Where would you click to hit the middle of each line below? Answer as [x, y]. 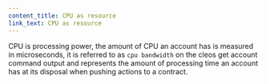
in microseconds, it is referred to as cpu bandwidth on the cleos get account [133, 54]
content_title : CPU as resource [62, 16]
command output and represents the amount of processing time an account [133, 63]
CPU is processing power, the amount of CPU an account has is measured [131, 46]
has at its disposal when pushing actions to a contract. [98, 71]
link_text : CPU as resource [55, 23]
